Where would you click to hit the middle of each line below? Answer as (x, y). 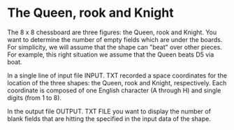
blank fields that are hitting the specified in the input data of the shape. (109, 118)
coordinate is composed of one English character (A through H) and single (114, 90)
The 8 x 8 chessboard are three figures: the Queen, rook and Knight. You (112, 32)
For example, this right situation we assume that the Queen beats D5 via (111, 55)
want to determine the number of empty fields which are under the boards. (115, 39)
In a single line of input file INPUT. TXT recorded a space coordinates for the (117, 75)
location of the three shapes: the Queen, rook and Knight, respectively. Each (117, 82)
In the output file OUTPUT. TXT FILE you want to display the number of (109, 111)
